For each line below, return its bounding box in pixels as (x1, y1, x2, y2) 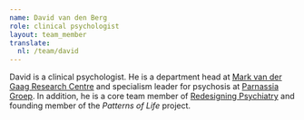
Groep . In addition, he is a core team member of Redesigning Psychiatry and (9, 91, 295, 102)
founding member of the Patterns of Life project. (9, 100, 191, 111)
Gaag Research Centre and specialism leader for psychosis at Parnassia (9, 81, 279, 92)
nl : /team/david (17, 47, 79, 56)
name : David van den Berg (9, 13, 107, 23)
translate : (9, 38, 51, 48)
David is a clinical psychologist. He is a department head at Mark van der (9, 71, 283, 82)
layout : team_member (9, 30, 88, 39)
